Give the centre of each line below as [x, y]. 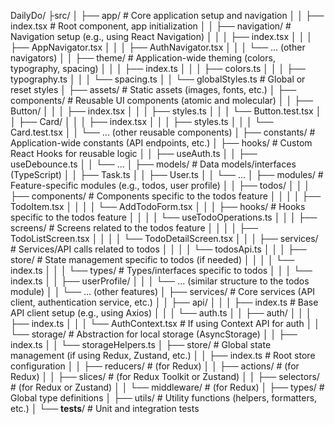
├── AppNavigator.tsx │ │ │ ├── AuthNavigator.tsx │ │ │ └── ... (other [158, 47]
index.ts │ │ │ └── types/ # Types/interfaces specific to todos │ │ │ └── [161, 270]
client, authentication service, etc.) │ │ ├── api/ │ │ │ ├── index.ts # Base [164, 302]
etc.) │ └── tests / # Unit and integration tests [105, 408]
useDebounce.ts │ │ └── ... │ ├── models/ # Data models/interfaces [153, 164]
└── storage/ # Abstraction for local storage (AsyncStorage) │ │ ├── [154, 334]
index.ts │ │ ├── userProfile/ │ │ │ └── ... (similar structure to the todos [160, 281]
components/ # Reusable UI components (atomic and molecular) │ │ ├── [161, 100]
